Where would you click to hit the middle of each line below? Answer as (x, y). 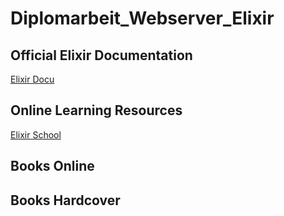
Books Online (52, 166)
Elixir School (36, 134)
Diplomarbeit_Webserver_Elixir (142, 18)
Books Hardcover (65, 200)
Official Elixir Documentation (101, 55)
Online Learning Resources (96, 110)
